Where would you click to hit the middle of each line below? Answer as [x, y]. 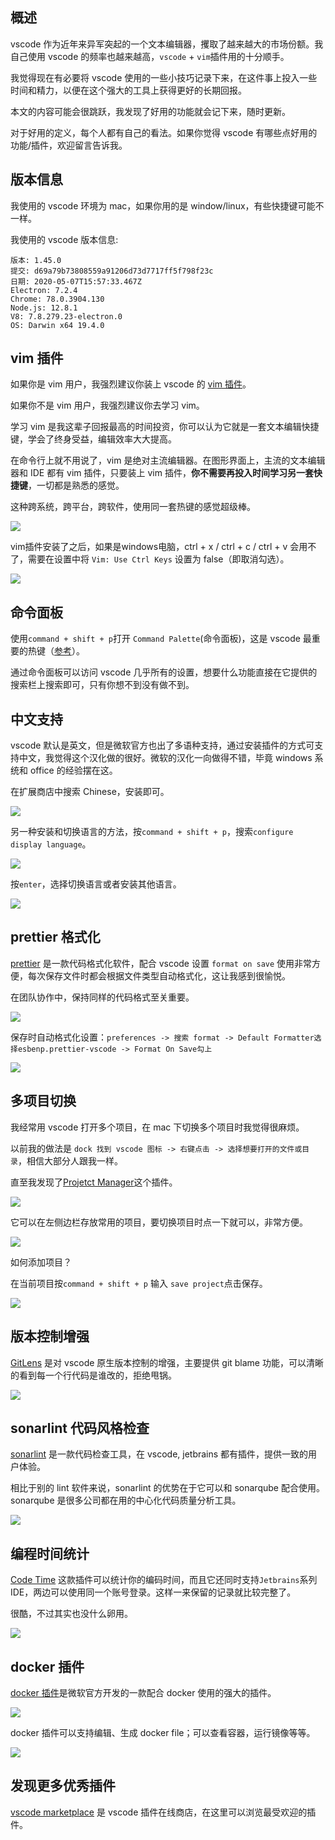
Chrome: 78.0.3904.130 [57, 299]
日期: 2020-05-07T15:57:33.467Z [76, 281]
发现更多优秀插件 [63, 1786]
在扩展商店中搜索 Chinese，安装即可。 [90, 792]
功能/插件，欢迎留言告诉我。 [69, 145]
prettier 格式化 [55, 937]
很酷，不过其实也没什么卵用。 [71, 1614]
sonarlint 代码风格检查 [80, 1428]
